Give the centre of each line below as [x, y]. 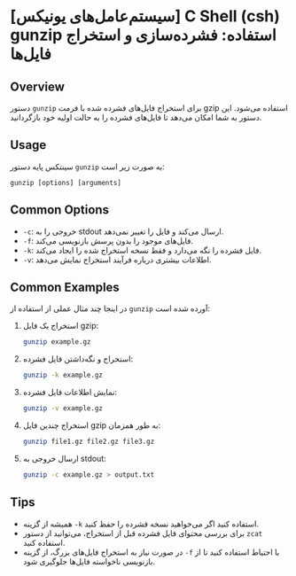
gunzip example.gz [57, 342]
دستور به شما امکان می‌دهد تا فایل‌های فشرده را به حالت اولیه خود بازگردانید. [136, 117]
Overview [38, 86]
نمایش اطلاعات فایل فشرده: [70, 393]
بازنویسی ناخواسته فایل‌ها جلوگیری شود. [89, 561]
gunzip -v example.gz [62, 409]
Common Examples [65, 288]
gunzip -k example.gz [62, 375]
